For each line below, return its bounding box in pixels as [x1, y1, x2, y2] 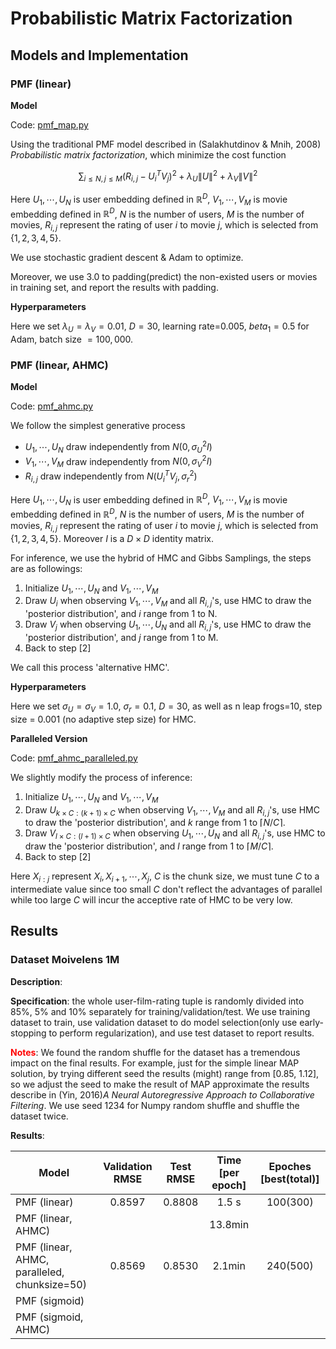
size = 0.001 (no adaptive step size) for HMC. [10, 713, 197, 725]
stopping [10, 1027, 47, 1039]
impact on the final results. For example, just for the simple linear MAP [10, 1057, 300, 1069]
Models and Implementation [10, 47, 189, 64]
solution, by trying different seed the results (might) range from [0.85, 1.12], [10, 1067, 320, 1079]
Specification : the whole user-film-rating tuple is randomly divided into [10, 995, 305, 1007]
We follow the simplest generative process [10, 420, 186, 432]
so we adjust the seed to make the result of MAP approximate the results [10, 1078, 310, 1090]
